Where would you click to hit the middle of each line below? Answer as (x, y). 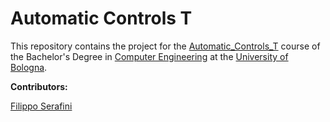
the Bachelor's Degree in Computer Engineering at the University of (149, 56)
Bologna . (29, 67)
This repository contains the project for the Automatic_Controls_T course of (165, 46)
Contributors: (39, 86)
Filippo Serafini (41, 106)
